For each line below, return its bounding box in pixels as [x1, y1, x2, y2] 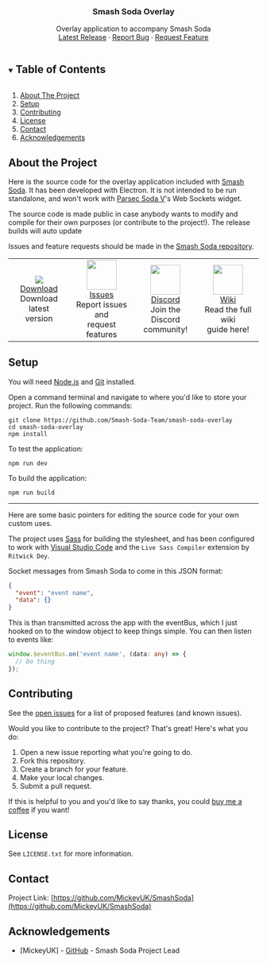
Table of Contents [15, 62, 106, 76]
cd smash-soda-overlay [8, 423, 83, 431]
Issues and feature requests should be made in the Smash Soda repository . [8, 241, 254, 251]
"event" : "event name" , [15, 589, 94, 597]
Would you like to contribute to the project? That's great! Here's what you [8, 723, 249, 733]
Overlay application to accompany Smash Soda [56, 24, 211, 33]
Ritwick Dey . [8, 551, 50, 560]
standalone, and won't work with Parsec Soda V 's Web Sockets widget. [8, 193, 242, 203]
